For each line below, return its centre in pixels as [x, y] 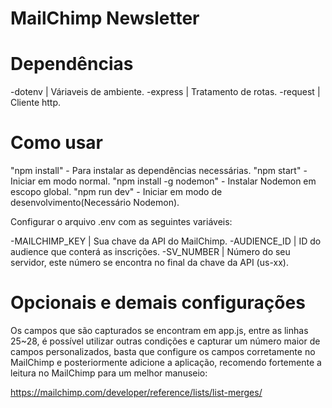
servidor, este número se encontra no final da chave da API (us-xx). [149, 263]
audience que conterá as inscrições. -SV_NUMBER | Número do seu [150, 252]
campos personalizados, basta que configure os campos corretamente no [163, 351]
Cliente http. [36, 103]
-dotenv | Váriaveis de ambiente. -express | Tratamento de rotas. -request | [165, 92]
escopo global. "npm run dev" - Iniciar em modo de [116, 192]
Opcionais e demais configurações [158, 303]
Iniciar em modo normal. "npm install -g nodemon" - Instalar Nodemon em [163, 181]
